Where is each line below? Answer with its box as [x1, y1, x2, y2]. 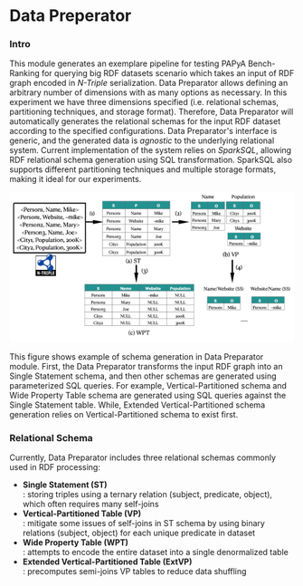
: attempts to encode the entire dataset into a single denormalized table [22, 547, 289, 558]
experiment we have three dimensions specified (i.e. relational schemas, [9, 97, 279, 108]
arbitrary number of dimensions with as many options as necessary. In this [9, 87, 288, 98]
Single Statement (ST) [22, 479, 108, 490]
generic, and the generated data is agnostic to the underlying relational [9, 135, 275, 146]
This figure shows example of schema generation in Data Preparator [9, 351, 264, 362]
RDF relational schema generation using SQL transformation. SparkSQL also [9, 155, 292, 166]
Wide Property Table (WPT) [22, 537, 129, 548]
